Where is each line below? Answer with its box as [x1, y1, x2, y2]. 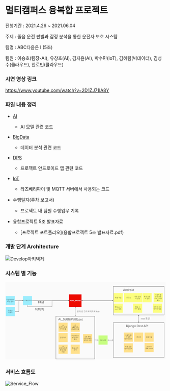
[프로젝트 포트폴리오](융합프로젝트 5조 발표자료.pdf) [20, 229, 124, 235]
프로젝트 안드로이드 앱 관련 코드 [20, 165, 83, 171]
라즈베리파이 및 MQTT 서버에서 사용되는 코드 [20, 186, 110, 192]
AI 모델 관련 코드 [20, 124, 53, 130]
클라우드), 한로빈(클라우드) [11, 61, 64, 67]
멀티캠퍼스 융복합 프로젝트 [5, 5, 108, 16]
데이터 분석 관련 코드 [20, 144, 62, 151]
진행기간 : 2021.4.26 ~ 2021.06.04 [5, 22, 75, 29]
